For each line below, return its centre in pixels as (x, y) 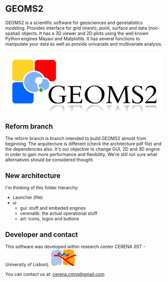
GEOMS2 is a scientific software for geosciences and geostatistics (74, 23)
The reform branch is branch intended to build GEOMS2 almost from (76, 138)
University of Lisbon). (28, 264)
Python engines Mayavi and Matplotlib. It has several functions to (73, 39)
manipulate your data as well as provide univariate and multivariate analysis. (84, 44)
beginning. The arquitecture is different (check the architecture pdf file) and (83, 144)
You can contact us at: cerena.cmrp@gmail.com (55, 274)
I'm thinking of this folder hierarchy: (42, 188)
